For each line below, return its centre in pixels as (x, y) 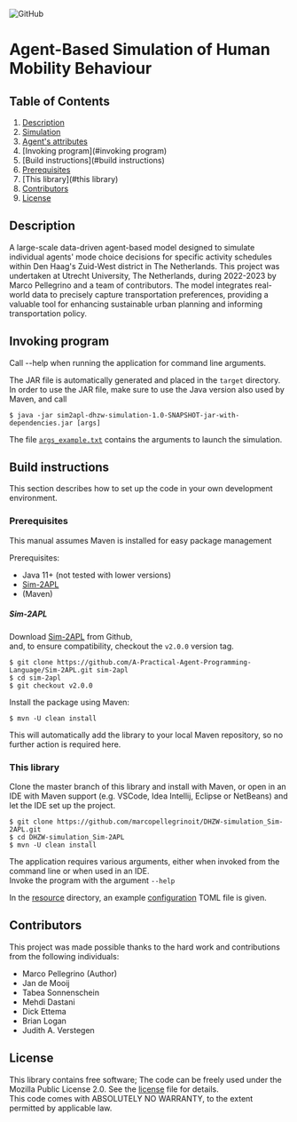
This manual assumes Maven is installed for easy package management (141, 540)
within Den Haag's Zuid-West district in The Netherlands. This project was (145, 266)
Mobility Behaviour (81, 69)
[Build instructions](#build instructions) (94, 160)
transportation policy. (48, 313)
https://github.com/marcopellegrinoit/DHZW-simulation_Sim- (170, 822)
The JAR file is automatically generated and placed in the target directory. (145, 380)
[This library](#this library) (70, 179)
